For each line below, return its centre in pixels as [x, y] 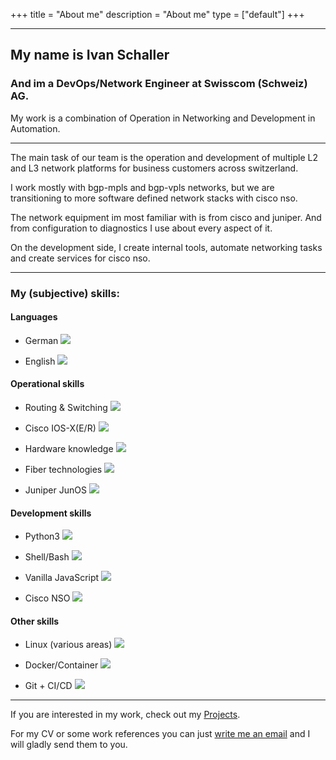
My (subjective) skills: [65, 293]
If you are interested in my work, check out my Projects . [125, 715]
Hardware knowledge [69, 449]
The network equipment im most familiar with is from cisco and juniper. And [166, 217]
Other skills [35, 621]
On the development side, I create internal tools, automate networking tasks [166, 247]
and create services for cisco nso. [80, 258]
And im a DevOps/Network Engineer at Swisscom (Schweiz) [159, 84]
